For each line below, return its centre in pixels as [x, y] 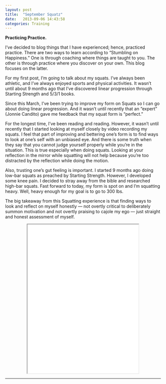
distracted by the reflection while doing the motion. [57, 161]
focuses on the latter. [27, 69]
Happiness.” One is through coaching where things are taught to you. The [80, 58]
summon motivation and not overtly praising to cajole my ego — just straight [83, 212]
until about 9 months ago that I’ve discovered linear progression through [79, 89]
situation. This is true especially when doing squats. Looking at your [74, 150]
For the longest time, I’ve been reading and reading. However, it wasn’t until [82, 124]
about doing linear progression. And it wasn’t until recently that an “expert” [81, 109]
